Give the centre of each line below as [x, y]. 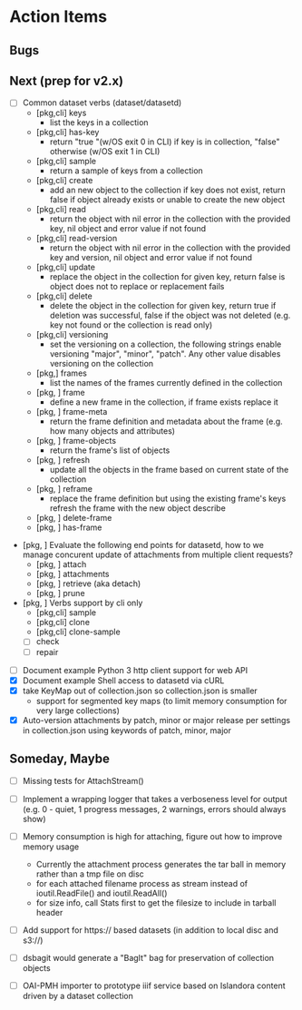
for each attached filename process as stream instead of [142, 883]
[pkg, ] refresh [63, 460]
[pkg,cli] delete [64, 296]
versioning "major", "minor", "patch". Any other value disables [165, 354]
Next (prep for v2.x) [67, 80]
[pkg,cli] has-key [68, 132]
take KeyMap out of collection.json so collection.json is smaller [140, 691]
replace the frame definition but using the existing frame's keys [168, 499]
